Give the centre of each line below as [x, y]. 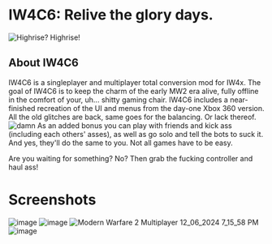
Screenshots [52, 199]
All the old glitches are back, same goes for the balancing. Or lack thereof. [132, 117]
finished [22, 108]
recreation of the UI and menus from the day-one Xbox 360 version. [151, 108]
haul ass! [24, 167]
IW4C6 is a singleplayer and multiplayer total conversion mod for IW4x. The [135, 82]
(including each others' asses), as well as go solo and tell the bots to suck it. [136, 134]
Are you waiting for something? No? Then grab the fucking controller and [131, 158]
